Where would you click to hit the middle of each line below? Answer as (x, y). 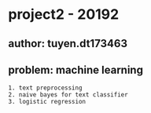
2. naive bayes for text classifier (68, 95)
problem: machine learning (76, 69)
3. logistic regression (47, 102)
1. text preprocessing (45, 88)
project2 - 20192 (64, 15)
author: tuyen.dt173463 (68, 44)
